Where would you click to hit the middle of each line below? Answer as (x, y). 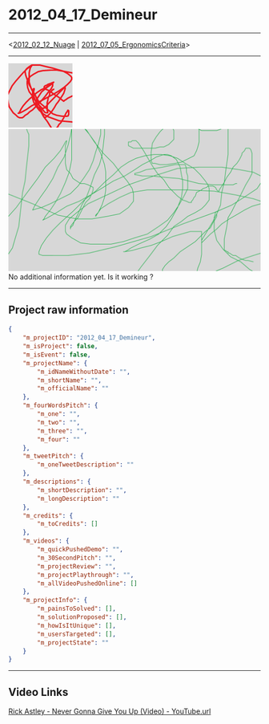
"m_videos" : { (46, 541)
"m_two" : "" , (59, 422)
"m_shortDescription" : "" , (82, 490)
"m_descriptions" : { (57, 482)
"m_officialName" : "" (73, 388)
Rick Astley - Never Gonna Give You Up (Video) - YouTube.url (110, 711)
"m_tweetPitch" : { (53, 456)
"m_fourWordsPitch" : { (60, 406)
